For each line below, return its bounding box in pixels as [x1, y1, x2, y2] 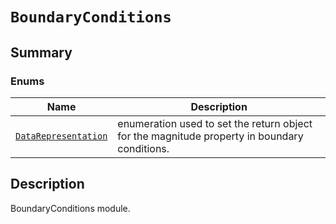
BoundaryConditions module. [10, 202, 131, 214]
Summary [10, 44, 73, 61]
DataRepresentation [15, 130, 108, 142]
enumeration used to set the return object [117, 116, 313, 130]
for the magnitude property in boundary [117, 129, 304, 143]
